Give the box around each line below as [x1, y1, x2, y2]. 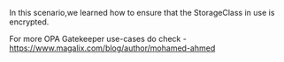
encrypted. [9, 17, 50, 27]
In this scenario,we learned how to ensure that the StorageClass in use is [9, 8, 275, 17]
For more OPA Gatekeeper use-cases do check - [9, 34, 188, 44]
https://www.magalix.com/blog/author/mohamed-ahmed [9, 43, 216, 53]
